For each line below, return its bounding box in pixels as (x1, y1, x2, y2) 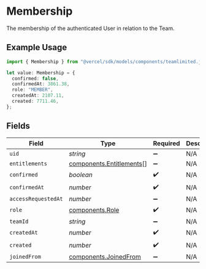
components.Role (69, 206, 120, 214)
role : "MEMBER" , (12, 87, 53, 93)
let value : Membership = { (6, 69, 75, 76)
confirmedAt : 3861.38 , (12, 81, 70, 87)
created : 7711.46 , (12, 98, 59, 104)
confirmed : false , (12, 75, 59, 81)
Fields (6, 121, 31, 131)
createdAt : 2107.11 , (12, 93, 64, 99)
